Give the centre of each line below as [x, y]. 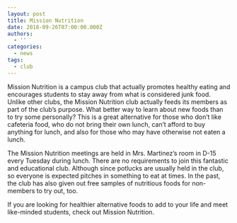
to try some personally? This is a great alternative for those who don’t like [114, 117]
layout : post [27, 14]
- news [23, 54]
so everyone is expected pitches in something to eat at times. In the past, [114, 176]
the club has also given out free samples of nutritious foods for [99, 183]
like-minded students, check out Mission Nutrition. [81, 212]
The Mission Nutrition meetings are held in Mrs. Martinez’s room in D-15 [112, 153]
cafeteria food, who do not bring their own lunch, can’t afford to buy [106, 124]
